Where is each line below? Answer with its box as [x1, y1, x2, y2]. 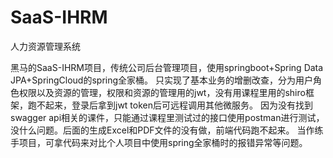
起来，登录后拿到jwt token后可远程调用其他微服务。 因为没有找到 [44, 99, 313, 111]
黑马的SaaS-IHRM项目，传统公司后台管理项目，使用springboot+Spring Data [10, 61, 324, 73]
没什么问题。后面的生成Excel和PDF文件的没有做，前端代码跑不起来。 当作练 [10, 124, 324, 136]
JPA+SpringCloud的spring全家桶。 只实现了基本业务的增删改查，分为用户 [10, 74, 313, 86]
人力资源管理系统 [10, 40, 81, 52]
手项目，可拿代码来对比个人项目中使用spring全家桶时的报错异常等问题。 [10, 136, 308, 148]
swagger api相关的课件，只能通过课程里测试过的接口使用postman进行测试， [10, 111, 325, 123]
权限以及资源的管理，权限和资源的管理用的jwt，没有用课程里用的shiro [18, 86, 306, 98]
